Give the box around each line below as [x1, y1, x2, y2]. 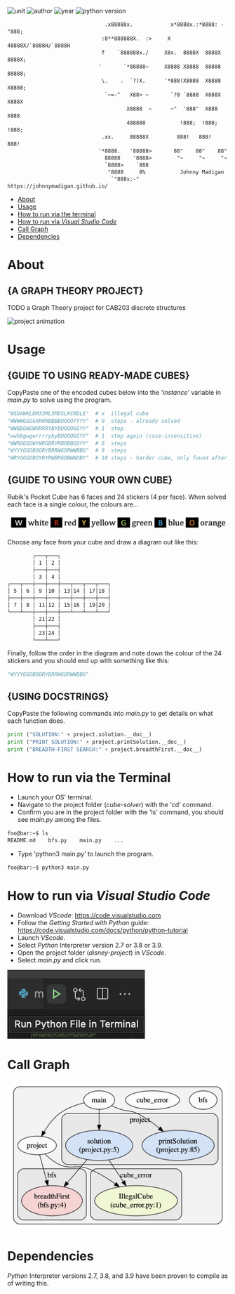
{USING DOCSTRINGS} [7, 691, 109, 702]
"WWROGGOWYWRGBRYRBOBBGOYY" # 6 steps [7, 440, 128, 447]
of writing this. [7, 1279, 49, 1287]
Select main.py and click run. [17, 956, 102, 965]
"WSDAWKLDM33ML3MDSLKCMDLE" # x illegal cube [7, 410, 149, 417]
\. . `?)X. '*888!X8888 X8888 [101, 77, 221, 84]
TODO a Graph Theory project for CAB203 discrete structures [7, 303, 186, 312]
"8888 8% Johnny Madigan [107, 169, 224, 176]
